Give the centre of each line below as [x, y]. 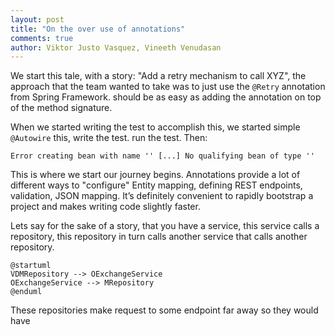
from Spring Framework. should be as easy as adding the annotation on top [166, 97]
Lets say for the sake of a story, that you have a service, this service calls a [165, 226]
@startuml [31, 266]
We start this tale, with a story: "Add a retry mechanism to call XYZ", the [158, 76]
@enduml [26, 292]
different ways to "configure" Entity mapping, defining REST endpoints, [156, 185]
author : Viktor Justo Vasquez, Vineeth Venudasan [116, 47]
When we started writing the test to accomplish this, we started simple [155, 127]
